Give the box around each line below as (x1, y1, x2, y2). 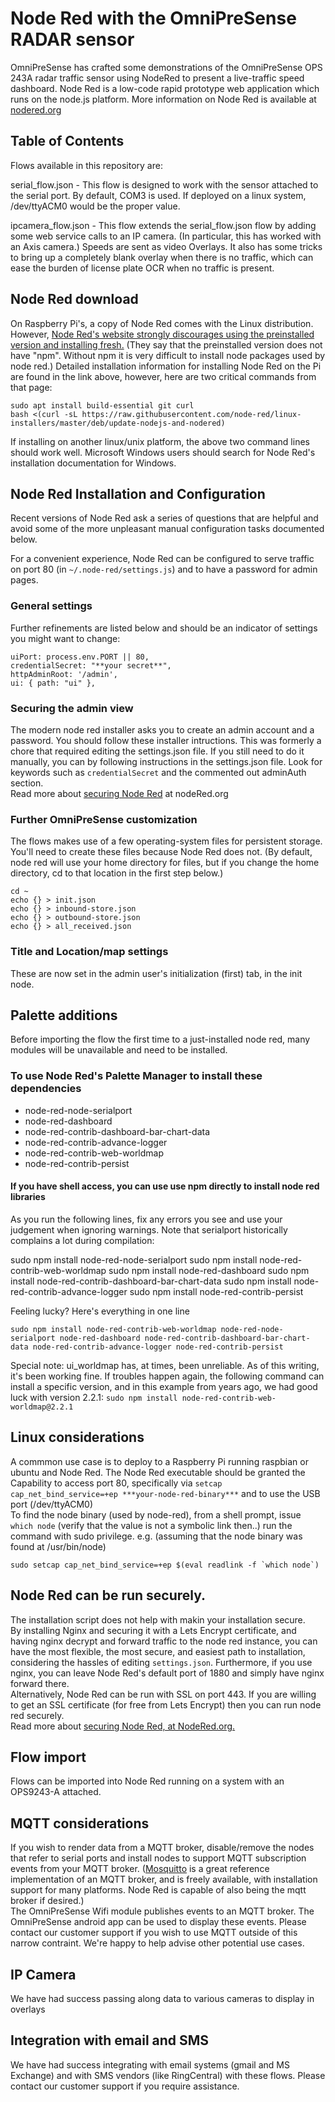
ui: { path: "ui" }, (10, 678, 97, 688)
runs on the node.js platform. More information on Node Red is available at (10, 93, 317, 105)
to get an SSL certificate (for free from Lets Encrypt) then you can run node (10, 1698, 322, 1711)
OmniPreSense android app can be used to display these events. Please (10, 1916, 307, 1928)
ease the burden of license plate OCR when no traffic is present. (10, 262, 275, 274)
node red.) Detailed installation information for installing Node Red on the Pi (10, 360, 322, 372)
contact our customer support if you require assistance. (10, 2080, 240, 2092)
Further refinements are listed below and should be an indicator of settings (10, 622, 318, 634)
